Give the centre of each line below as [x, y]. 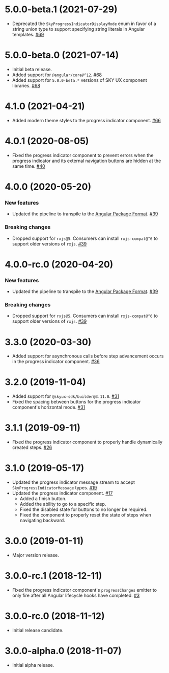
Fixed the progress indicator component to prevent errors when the [83, 155]
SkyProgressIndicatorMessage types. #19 [54, 488]
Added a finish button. [43, 499]
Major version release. [36, 555]
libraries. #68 [26, 85]
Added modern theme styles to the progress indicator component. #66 [86, 120]
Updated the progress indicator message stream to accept [74, 482]
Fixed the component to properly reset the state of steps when [85, 515]
